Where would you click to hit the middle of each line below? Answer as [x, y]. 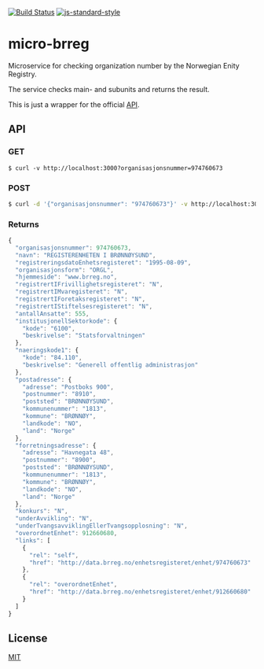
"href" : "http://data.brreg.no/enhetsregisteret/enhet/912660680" [140, 592]
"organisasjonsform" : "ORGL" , [64, 270]
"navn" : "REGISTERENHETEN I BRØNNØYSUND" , [86, 255]
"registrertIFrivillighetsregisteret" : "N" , [89, 285]
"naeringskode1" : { [47, 350]
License [28, 638]
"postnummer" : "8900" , [59, 460]
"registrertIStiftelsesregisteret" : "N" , [84, 306]
